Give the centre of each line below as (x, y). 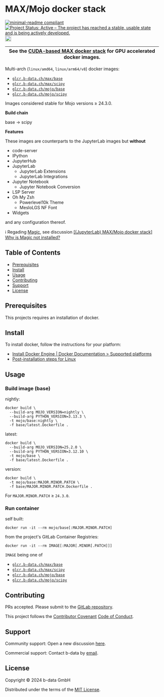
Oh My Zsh (23, 197)
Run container (22, 508)
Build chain (17, 113)
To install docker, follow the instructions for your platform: (63, 344)
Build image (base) (28, 388)
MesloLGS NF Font (38, 207)
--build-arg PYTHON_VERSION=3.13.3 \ (48, 417)
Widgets (20, 213)
